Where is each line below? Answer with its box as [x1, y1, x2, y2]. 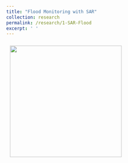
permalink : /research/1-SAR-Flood [6, 20, 92, 26]
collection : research [6, 14, 60, 20]
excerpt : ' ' [6, 25, 39, 32]
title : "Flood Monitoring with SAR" [6, 8, 97, 15]
